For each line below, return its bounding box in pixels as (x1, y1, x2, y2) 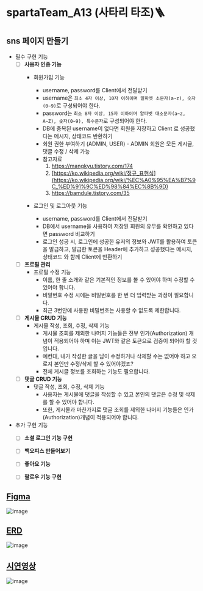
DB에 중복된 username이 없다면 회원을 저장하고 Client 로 (42, 125, 179, 132)
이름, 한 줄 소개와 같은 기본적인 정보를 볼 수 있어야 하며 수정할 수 (42, 276, 195, 284)
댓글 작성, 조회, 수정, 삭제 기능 (33, 383, 105, 391)
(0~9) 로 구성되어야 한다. (42, 102, 101, 109)
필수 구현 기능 (15, 53, 48, 60)
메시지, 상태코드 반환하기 (54, 133, 113, 140)
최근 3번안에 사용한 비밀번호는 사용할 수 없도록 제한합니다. (42, 307, 181, 314)
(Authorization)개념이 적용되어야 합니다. (42, 414, 139, 421)
